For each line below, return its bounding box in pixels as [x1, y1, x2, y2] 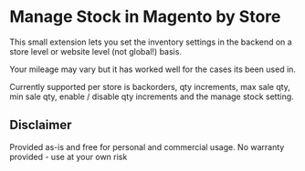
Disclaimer [9, 117, 72, 133]
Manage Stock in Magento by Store [9, 6, 281, 27]
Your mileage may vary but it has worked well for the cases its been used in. [9, 64, 297, 75]
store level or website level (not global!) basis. [9, 45, 183, 56]
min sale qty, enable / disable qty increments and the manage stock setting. [9, 91, 294, 102]
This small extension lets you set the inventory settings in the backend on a [9, 36, 292, 47]
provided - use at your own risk [9, 151, 128, 162]
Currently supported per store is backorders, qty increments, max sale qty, [9, 81, 290, 92]
